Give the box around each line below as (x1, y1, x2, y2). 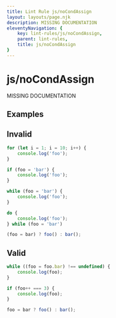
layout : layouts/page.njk (7, 14, 70, 20)
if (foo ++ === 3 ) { (7, 285, 55, 291)
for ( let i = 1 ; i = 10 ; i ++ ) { (7, 145, 86, 151)
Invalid (7, 129, 32, 139)
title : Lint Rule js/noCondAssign (7, 8, 92, 15)
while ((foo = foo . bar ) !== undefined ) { (7, 264, 111, 270)
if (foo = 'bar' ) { (7, 167, 55, 173)
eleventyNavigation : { (7, 25, 63, 31)
